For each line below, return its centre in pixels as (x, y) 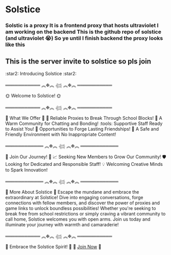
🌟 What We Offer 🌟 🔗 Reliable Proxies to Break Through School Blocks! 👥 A (84, 118)
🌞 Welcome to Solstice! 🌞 (33, 95)
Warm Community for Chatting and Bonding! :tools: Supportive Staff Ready (84, 123)
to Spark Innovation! (27, 169)
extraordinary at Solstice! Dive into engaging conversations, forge (74, 197)
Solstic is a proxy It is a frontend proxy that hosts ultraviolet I (82, 26)
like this (15, 45)
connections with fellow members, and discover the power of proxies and (82, 203)
